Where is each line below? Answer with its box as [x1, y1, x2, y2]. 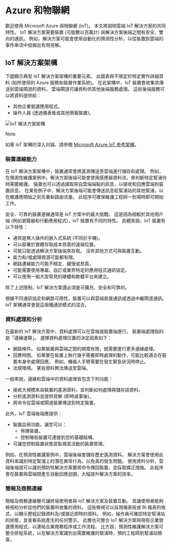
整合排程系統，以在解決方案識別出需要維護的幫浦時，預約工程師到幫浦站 [5, 530, 158, 536]
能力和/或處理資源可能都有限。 [12, 254, 78, 260]
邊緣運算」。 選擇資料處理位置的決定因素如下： [14, 335, 112, 341]
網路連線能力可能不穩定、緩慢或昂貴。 [12, 260, 94, 267]
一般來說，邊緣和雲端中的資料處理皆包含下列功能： [5, 376, 113, 382]
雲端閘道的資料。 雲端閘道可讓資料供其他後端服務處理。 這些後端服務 [14, 86, 160, 92]
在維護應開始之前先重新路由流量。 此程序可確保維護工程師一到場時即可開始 [5, 194, 164, 200]
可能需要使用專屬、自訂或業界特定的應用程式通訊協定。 [12, 267, 130, 273]
